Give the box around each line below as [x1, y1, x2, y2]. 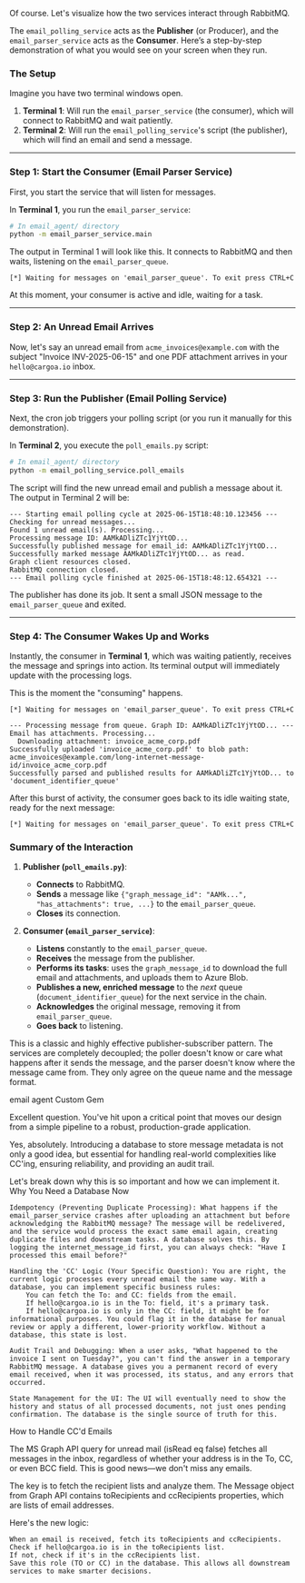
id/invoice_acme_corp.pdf [9, 761, 107, 770]
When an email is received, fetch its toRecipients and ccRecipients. [9, 1535, 282, 1544]
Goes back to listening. [35, 1020, 123, 1031]
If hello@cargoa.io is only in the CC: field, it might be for [25, 1307, 271, 1316]
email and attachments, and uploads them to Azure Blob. [35, 972, 249, 983]
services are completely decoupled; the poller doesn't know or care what [9, 1048, 283, 1059]
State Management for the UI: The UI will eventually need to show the [9, 1394, 286, 1403]
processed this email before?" [9, 1251, 128, 1260]
